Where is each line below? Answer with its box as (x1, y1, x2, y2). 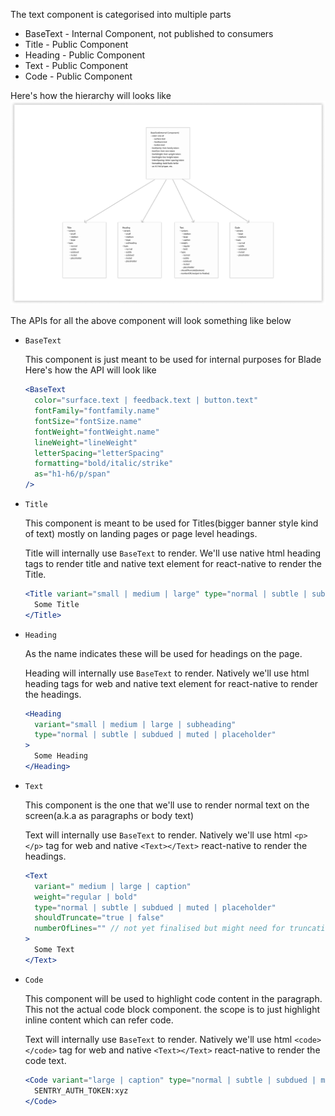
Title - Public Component (24, 39, 129, 50)
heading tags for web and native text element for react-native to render (24, 677, 319, 689)
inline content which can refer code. (24, 1014, 174, 1026)
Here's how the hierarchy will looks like (10, 90, 172, 101)
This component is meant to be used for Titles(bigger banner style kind (24, 517, 319, 529)
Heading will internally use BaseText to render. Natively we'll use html (24, 667, 310, 679)
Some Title (34, 599, 80, 609)
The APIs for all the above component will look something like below (10, 315, 292, 327)
